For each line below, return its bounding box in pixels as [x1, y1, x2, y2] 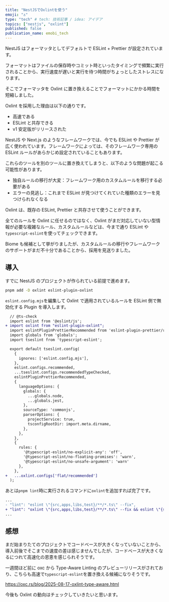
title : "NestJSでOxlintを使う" [5, 7, 68, 13]
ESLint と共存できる [12, 120, 54, 126]
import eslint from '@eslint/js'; [10, 318, 82, 323]
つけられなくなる [12, 196, 48, 202]
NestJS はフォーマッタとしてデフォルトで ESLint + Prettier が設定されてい [5, 45, 159, 51]
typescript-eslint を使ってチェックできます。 [5, 230, 101, 236]
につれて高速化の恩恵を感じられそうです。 [9, 554, 98, 560]
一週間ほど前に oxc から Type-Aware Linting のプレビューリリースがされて [5, 565, 159, 571]
